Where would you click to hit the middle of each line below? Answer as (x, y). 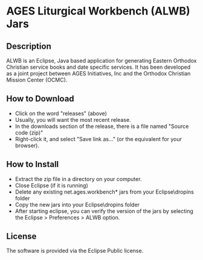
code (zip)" (29, 132)
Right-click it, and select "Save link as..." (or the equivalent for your (98, 139)
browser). (27, 145)
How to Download (40, 99)
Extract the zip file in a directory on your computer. (78, 179)
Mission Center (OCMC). (37, 80)
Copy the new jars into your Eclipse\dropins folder (77, 205)
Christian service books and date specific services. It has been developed (98, 67)
